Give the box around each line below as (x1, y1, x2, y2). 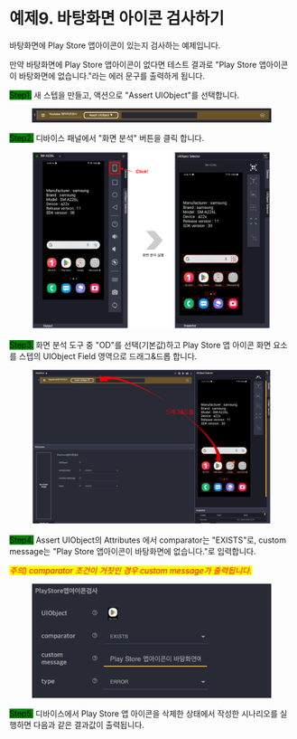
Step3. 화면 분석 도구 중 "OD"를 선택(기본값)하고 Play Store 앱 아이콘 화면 (9, 339, 272, 350)
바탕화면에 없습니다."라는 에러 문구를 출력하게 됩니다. (18, 70, 206, 81)
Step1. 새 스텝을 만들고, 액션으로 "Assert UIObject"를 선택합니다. (9, 90, 240, 100)
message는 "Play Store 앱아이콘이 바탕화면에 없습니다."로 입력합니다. (9, 545, 256, 556)
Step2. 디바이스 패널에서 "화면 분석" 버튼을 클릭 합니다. (9, 133, 205, 144)
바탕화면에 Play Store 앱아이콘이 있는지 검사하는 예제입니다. (9, 40, 221, 51)
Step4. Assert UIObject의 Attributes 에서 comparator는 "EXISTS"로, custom (9, 535, 287, 545)
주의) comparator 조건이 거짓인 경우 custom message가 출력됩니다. (9, 564, 253, 575)
